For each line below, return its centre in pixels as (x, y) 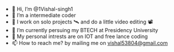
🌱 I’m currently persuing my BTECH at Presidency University (85, 30)
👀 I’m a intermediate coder (44, 15)
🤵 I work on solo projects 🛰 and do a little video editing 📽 (82, 22)
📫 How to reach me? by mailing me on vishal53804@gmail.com (90, 43)
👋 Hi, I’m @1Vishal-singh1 (42, 9)
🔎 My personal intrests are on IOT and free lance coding (80, 36)
